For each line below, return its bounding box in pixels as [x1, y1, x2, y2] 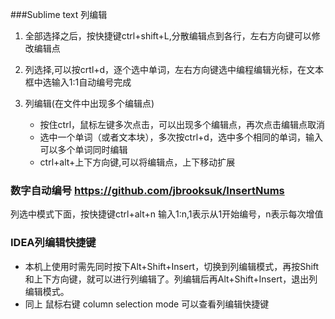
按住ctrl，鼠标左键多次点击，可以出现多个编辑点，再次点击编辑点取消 [39, 119, 326, 130]
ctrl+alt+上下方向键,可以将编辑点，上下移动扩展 [39, 156, 236, 168]
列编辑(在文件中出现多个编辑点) [24, 98, 155, 109]
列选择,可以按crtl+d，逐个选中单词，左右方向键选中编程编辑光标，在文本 [24, 64, 325, 75]
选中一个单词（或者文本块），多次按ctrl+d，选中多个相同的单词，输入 [39, 131, 323, 143]
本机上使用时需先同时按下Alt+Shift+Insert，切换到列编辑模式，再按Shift [24, 260, 320, 272]
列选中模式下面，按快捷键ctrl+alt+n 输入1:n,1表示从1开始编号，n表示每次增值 [10, 208, 324, 220]
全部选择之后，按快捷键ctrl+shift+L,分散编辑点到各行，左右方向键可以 [24, 30, 312, 42]
